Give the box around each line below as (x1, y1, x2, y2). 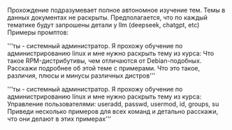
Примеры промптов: (7, 28, 68, 36)
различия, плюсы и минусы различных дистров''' (7, 71, 156, 80)
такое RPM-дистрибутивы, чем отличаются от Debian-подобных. (7, 57, 202, 65)
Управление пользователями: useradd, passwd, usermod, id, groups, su (7, 100, 219, 108)
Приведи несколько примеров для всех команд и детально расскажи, (7, 108, 219, 115)
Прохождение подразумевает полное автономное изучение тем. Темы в (7, 6, 226, 14)
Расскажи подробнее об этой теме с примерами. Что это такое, (7, 64, 201, 72)
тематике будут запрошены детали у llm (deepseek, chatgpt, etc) (7, 21, 200, 29)
